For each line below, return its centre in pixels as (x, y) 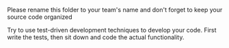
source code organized (40, 17)
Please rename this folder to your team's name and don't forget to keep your (115, 10)
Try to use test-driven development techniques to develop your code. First (112, 30)
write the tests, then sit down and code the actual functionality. (96, 37)
